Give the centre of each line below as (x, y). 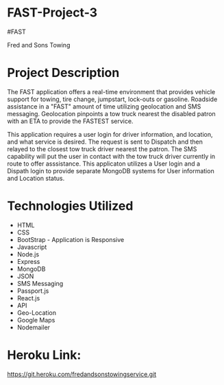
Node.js (28, 254)
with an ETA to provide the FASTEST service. (70, 121)
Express (28, 261)
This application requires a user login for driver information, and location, (110, 134)
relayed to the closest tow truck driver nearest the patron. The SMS (102, 148)
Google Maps (36, 320)
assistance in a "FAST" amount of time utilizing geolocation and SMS (104, 106)
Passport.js (33, 291)
